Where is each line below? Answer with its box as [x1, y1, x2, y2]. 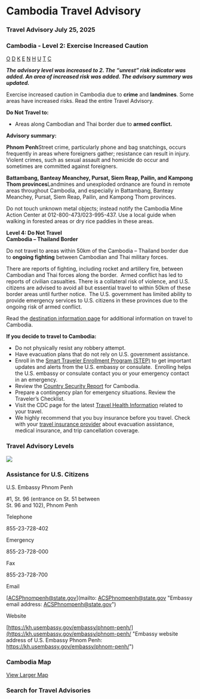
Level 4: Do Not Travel [6, 229, 62, 237]
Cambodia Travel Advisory [6, 4, 141, 18]
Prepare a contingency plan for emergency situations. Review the [14, 389, 176, 396]
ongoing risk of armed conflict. [6, 303, 82, 310]
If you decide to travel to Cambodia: [6, 333, 97, 340]
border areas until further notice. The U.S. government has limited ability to [6, 291, 192, 298]
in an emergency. [14, 376, 58, 383]
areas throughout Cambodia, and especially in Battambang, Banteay [6, 187, 174, 194]
